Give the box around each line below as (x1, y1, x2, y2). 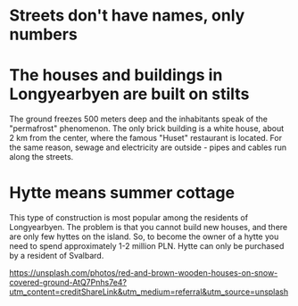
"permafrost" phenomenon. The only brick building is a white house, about (9, 123, 284, 134)
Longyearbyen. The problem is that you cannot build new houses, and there (9, 222, 288, 233)
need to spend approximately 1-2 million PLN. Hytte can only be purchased (9, 241, 285, 252)
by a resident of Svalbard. (9, 251, 104, 261)
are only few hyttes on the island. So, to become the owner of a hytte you (9, 231, 279, 242)
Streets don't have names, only (9, 5, 245, 26)
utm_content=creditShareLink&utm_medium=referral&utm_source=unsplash (9, 286, 289, 297)
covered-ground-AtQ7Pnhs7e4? (9, 277, 128, 288)
